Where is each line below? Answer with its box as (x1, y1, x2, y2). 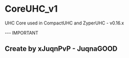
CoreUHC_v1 (5, 3, 58, 15)
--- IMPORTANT (5, 30, 39, 36)
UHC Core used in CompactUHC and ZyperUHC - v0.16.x (5, 20, 124, 26)
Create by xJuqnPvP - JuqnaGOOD (5, 44, 118, 53)
